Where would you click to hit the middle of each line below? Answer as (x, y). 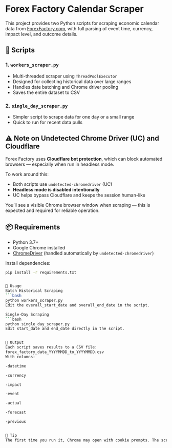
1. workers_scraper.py (32, 65)
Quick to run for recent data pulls (48, 122)
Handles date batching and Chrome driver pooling (66, 87)
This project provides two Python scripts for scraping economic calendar (82, 23)
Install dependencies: (28, 263)
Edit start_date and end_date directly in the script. (65, 329)
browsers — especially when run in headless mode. (60, 164)
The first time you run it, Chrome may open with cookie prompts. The (82, 440)
